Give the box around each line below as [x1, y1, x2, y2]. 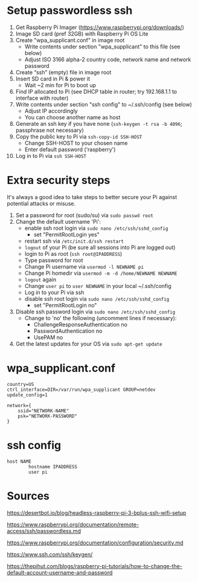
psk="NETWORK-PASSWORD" [18, 413, 78, 419]
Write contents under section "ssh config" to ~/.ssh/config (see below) [15, 100, 193, 108]
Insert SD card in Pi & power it [15, 75, 91, 82]
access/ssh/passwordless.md [7, 527, 81, 534]
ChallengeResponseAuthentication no [33, 321, 127, 328]
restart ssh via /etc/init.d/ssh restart [24, 237, 124, 244]
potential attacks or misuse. [7, 200, 76, 207]
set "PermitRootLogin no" [33, 301, 97, 309]
